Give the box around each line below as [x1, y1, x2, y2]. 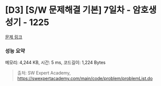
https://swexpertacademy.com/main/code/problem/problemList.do [17, 76, 153, 82]
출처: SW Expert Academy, [17, 70, 71, 76]
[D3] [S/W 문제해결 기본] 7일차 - [5, 4, 131, 16]
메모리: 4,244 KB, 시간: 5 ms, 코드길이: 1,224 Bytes [5, 59, 106, 65]
